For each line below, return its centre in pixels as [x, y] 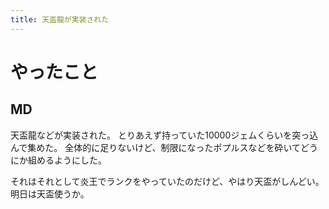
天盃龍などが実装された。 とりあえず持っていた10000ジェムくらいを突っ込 [164, 135]
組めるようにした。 [67, 160]
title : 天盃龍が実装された [60, 19]
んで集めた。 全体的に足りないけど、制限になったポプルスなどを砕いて [156, 147]
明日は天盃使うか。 [50, 193]
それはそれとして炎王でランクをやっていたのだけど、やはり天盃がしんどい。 [167, 181]
